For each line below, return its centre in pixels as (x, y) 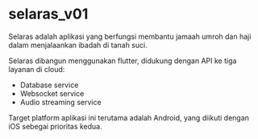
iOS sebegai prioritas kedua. (55, 126)
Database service (49, 85)
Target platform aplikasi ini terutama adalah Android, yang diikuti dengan (129, 117)
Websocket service (52, 93)
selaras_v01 (48, 14)
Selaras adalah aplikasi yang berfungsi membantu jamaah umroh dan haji (130, 36)
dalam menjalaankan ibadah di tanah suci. (78, 44)
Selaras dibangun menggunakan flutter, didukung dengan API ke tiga (123, 61)
